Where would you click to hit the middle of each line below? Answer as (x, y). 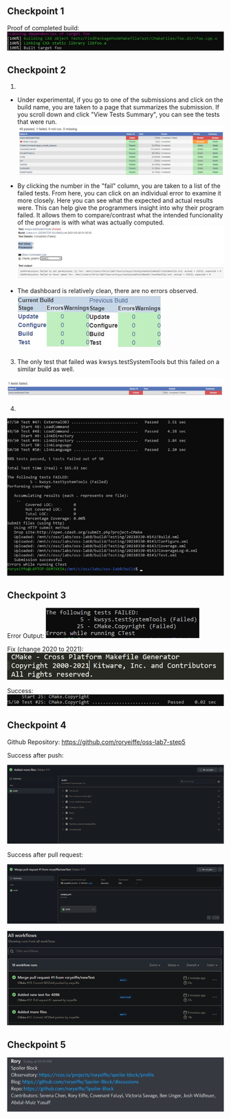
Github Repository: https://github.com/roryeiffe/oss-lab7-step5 (96, 742)
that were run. (37, 122)
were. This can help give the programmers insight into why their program (120, 208)
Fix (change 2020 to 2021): (45, 649)
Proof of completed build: (43, 28)
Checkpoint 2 (37, 70)
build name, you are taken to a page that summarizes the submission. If (118, 107)
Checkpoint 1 (36, 11)
